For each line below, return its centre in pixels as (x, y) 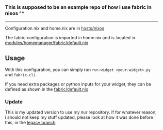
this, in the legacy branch (30, 123)
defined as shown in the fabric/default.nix (47, 89)
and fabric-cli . (21, 75)
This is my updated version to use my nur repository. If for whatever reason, (81, 112)
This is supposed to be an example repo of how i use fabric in (78, 7)
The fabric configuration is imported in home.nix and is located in (70, 38)
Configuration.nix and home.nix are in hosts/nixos (55, 29)
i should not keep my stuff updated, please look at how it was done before (79, 117)
